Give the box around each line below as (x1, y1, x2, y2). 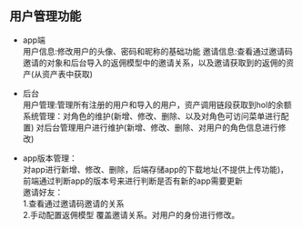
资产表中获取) (41, 68, 94, 79)
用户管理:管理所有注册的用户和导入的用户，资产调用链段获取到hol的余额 (22, 99, 292, 110)
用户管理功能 (9, 8, 82, 25)
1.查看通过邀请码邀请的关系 (22, 198, 125, 209)
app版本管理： (22, 153, 77, 164)
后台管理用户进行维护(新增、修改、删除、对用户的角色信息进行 (44, 122, 278, 133)
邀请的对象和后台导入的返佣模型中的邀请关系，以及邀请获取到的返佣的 (22, 57, 287, 68)
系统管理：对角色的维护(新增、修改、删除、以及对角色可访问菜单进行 (22, 110, 281, 121)
